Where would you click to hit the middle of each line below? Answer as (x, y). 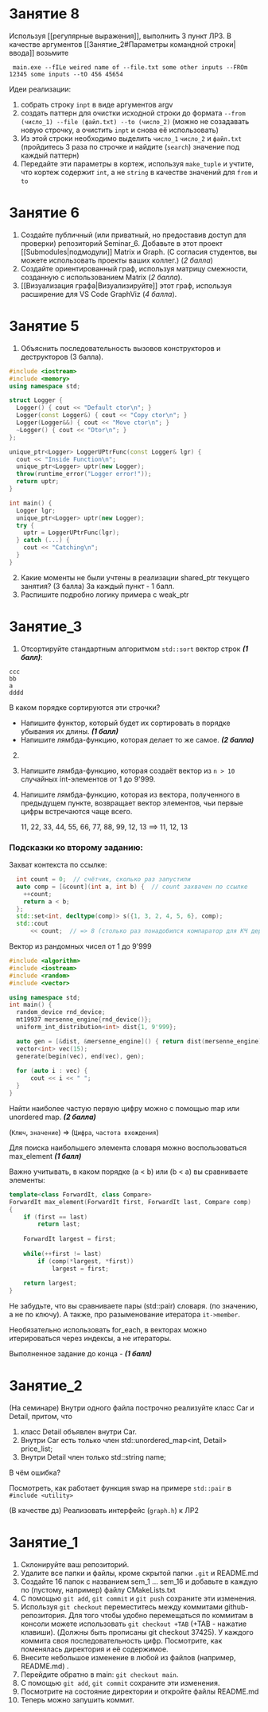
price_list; (37, 1449)
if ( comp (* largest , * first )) (86, 1261)
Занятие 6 (45, 213)
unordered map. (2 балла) (52, 1117)
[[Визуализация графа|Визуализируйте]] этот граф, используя (126, 285)
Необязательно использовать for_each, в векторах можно (108, 1330)
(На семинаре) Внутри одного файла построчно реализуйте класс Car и (132, 1408)
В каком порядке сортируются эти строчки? (85, 707)
